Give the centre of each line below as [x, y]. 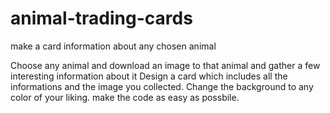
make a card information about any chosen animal [113, 46]
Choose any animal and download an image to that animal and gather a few [165, 65]
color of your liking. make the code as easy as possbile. [125, 97]
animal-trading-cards [101, 18]
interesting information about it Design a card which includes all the [149, 76]
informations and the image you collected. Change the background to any [162, 86]
